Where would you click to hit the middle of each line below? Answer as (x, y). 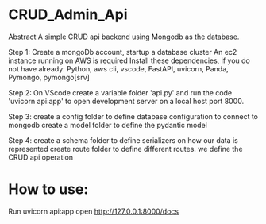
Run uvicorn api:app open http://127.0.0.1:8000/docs (94, 211)
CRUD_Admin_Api (68, 15)
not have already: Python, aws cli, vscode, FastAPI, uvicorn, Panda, (118, 68)
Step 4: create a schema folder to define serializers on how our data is (123, 140)
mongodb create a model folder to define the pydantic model (108, 125)
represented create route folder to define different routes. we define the (126, 149)
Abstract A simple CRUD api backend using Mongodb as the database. (124, 37)
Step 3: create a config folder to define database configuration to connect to (133, 116)
